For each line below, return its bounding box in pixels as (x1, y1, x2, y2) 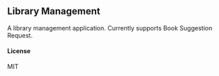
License (7, 47, 31, 55)
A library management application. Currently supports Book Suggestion (7, 23, 213, 32)
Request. (7, 31, 33, 39)
